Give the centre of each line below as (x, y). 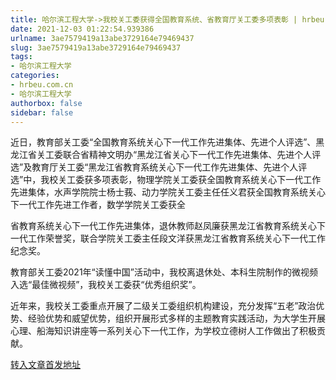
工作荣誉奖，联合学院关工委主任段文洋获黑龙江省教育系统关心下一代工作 (176, 238)
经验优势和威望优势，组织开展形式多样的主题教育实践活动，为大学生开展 (176, 318)
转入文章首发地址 (45, 365)
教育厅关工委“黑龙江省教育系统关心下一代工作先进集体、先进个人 (165, 167)
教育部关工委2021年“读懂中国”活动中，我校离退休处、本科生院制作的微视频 (164, 272)
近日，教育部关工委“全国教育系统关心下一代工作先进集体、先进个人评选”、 (163, 142)
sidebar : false (42, 112)
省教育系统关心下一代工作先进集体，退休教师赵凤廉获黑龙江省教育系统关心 (163, 226)
